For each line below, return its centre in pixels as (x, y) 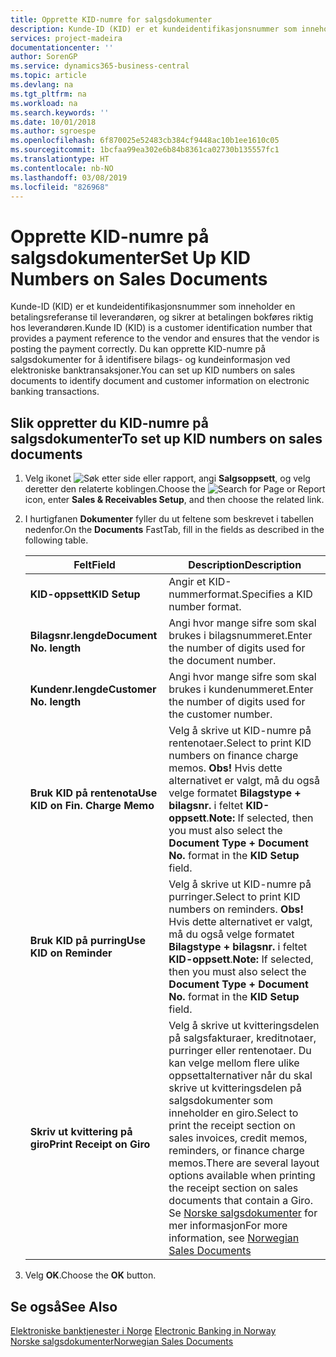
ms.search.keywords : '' (60, 112)
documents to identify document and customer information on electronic (160, 381)
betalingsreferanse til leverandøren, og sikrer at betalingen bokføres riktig (162, 317)
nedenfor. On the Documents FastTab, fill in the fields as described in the (174, 530)
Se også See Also (64, 1306)
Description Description (245, 565)
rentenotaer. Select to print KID (240, 743)
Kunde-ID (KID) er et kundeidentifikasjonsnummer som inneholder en (153, 307)
